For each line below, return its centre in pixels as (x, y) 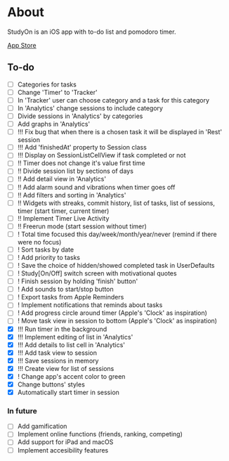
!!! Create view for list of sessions (66, 368)
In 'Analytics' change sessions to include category (90, 108)
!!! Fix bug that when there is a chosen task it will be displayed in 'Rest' (120, 132)
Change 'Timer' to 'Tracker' (57, 92)
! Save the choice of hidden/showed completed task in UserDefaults (116, 265)
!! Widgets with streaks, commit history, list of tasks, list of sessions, (116, 203)
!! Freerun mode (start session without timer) (82, 226)
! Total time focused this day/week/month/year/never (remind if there (117, 234)
